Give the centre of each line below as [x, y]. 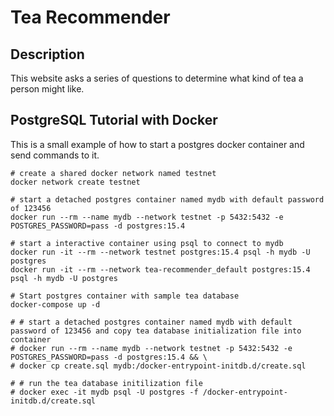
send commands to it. [55, 155]
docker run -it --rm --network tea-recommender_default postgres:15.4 [160, 269]
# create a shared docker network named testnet [113, 173]
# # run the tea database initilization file [106, 383]
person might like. [47, 89]
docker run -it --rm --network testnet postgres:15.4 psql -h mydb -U [160, 252]
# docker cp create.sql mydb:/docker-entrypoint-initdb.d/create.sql [158, 366]
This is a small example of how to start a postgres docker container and [157, 144]
